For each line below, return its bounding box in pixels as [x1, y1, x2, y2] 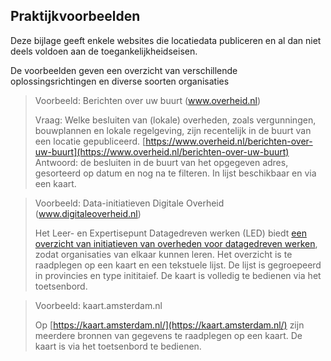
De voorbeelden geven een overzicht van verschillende [10, 64, 238, 76]
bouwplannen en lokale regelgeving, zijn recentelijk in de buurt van [34, 124, 312, 136]
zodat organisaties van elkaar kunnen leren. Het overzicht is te [34, 248, 293, 260]
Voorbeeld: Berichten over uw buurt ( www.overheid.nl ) [34, 94, 262, 106]
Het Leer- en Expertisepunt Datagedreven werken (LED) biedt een [34, 227, 307, 239]
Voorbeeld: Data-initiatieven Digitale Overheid [34, 197, 225, 209]
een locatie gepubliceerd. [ [34, 135, 147, 147]
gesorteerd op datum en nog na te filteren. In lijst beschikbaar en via [34, 167, 317, 179]
